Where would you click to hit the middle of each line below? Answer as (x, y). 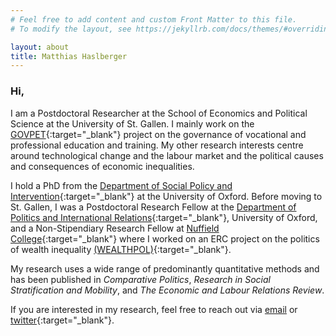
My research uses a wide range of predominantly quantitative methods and (165, 268)
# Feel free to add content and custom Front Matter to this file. (154, 19)
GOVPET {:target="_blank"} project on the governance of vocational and (158, 134)
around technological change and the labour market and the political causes (167, 155)
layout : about (40, 47)
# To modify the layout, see (71, 29)
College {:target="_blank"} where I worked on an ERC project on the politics (165, 238)
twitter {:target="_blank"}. (62, 320)
